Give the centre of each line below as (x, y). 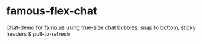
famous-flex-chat (52, 11)
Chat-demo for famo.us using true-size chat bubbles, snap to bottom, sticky (101, 27)
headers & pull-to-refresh (38, 33)
